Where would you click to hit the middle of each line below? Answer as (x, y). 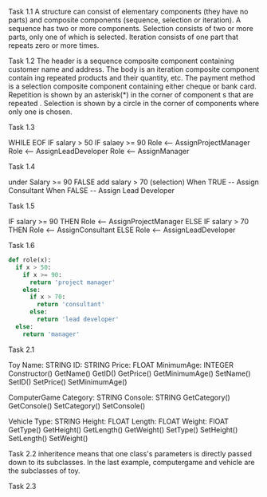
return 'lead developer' (78, 319)
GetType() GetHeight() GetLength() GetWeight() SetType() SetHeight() (123, 429)
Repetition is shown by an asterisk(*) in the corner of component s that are (131, 95)
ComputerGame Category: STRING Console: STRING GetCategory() (120, 397)
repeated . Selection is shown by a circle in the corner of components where (134, 103)
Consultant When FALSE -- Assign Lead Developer (92, 190)
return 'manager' (51, 334)
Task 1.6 (22, 245)
